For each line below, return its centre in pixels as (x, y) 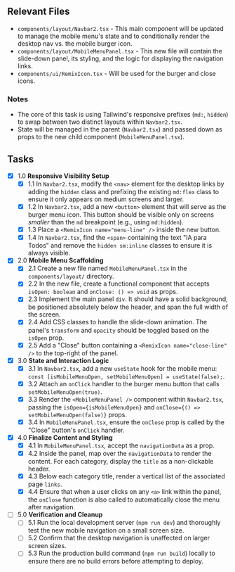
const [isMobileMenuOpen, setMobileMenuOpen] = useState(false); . (126, 376)
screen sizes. (47, 546)
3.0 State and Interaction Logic (63, 360)
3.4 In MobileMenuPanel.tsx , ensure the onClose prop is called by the (126, 422)
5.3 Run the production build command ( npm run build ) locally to (121, 553)
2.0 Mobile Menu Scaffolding (60, 260)
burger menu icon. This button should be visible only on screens (121, 215)
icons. (26, 81)
